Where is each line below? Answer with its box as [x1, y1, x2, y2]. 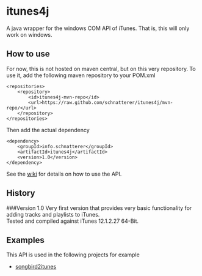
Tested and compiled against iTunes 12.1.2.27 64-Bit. [6, 217, 139, 225]
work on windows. [6, 31, 53, 38]
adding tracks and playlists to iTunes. [6, 211, 100, 218]
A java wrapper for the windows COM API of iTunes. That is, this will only [6, 24, 190, 32]
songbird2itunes [15, 263, 57, 270]
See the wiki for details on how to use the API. [6, 170, 122, 177]
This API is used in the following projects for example [6, 251, 140, 258]
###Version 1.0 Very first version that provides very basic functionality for [6, 204, 192, 212]
